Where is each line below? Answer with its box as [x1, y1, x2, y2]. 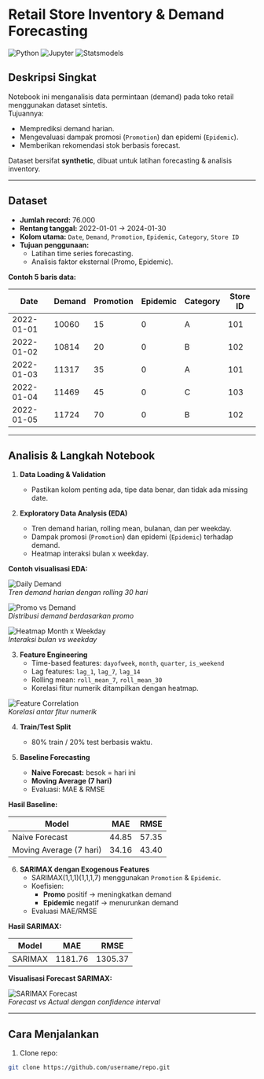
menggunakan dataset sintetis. [8, 100, 108, 109]
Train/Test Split [19, 722, 71, 732]
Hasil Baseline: [8, 800, 58, 809]
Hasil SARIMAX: [8, 922, 62, 931]
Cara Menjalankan [8, 1027, 100, 1040]
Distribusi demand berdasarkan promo [8, 611, 134, 621]
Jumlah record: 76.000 [19, 215, 96, 225]
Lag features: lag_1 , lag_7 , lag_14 [31, 666, 141, 677]
